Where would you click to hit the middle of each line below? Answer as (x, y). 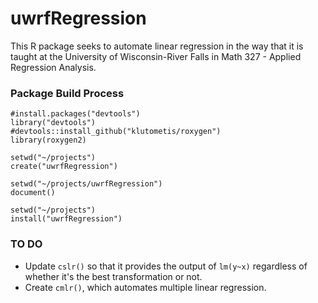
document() (33, 193)
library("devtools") (53, 123)
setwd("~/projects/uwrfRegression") (86, 184)
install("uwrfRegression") (66, 219)
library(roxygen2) (48, 140)
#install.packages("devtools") (75, 114)
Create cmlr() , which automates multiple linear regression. (145, 287)
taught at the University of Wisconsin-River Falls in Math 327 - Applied (156, 56)
